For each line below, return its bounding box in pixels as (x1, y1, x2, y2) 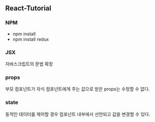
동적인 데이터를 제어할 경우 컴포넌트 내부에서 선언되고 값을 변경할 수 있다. (5, 111, 150, 117)
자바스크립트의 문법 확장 (5, 61, 53, 67)
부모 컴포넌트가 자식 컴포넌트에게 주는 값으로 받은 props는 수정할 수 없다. (5, 86, 150, 92)
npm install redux (12, 36, 49, 42)
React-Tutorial (5, 4, 52, 13)
